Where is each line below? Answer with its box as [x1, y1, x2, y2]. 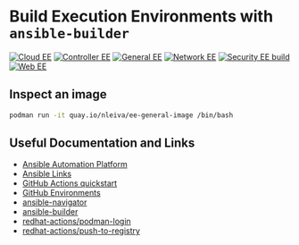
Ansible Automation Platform [21, 159, 128, 170]
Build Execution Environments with [9, 6, 274, 27]
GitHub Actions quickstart [21, 178, 118, 189]
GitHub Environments [21, 188, 101, 199]
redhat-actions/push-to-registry [21, 225, 141, 236]
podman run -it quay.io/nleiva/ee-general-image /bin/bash [9, 110, 234, 120]
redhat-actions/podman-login [21, 216, 131, 227]
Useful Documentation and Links [9, 136, 195, 151]
